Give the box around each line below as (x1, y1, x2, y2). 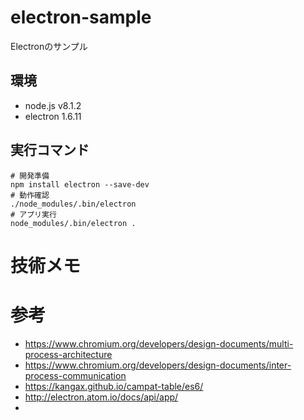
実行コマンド (10, 142, 90, 159)
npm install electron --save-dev (10, 179, 150, 190)
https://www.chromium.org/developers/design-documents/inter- (24, 359, 292, 371)
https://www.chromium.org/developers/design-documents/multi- (24, 337, 294, 350)
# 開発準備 (10, 171, 50, 181)
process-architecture (24, 348, 113, 360)
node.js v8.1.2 (24, 99, 82, 111)
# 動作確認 (10, 190, 50, 200)
